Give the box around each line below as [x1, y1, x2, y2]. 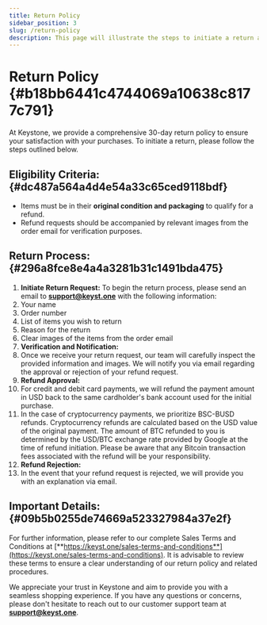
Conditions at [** [9, 541, 64, 551]
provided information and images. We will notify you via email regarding [20, 359, 255, 368]
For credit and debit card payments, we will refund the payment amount [20, 384, 255, 393]
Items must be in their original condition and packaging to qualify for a [20, 201, 254, 210]
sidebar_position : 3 [9, 19, 78, 27]
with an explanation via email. [20, 477, 117, 486]
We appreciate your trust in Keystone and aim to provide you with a [9, 582, 228, 592]
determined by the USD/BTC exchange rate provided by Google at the [20, 434, 249, 444]
